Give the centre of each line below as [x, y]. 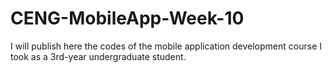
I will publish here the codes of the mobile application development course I [166, 46]
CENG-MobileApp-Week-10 [127, 18]
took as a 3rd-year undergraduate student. [98, 56]
